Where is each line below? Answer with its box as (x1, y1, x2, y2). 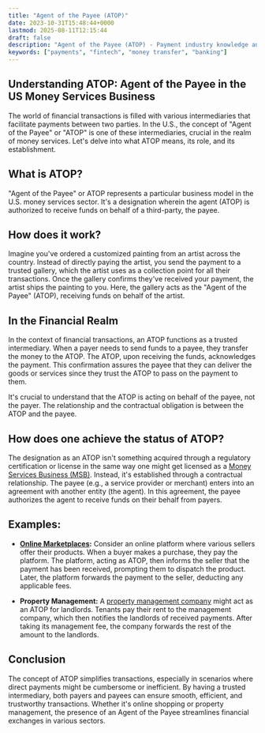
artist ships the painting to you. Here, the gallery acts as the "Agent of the (8, 282, 247, 293)
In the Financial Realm (8, 314, 118, 327)
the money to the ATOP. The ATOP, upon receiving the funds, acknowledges (8, 352, 256, 361)
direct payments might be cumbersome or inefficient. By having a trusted (8, 682, 246, 692)
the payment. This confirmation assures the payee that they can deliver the (8, 361, 252, 370)
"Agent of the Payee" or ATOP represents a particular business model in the (8, 188, 254, 198)
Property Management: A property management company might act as (19, 596, 254, 606)
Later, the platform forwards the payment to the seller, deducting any (19, 572, 244, 582)
